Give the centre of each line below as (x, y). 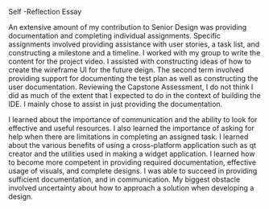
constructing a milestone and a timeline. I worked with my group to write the (134, 53)
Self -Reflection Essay (45, 12)
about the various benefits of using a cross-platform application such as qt (132, 145)
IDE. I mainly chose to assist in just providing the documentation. (116, 104)
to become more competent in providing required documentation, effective (132, 162)
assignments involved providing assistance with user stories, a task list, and (134, 44)
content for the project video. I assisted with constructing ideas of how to (130, 61)
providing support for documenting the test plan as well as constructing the (133, 78)
